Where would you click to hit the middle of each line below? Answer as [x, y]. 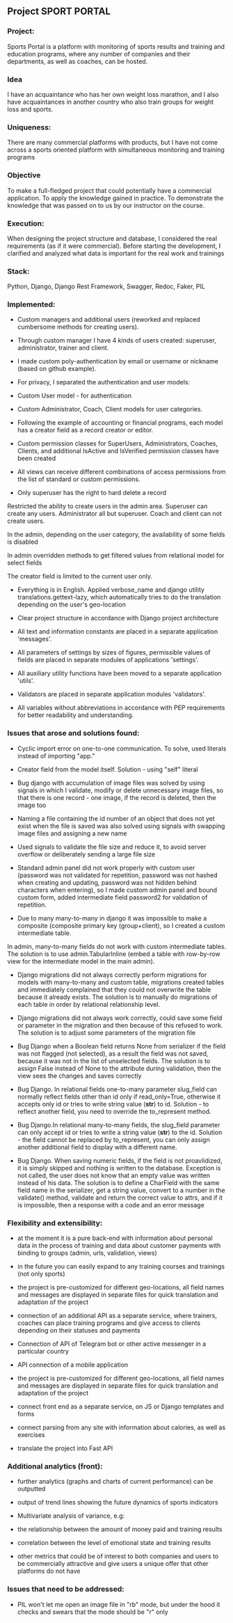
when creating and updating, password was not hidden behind [107, 882]
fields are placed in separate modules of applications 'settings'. [108, 660]
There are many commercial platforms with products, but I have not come [112, 143]
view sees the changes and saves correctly [79, 1076]
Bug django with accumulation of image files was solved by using [111, 783]
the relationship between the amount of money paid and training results [120, 1529]
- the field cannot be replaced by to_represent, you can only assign [113, 1139]
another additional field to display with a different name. [97, 1147]
